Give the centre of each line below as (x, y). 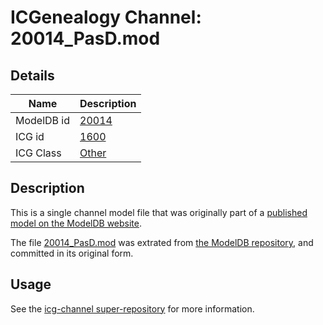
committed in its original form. (72, 253)
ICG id (30, 136)
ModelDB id (43, 120)
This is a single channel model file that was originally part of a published (159, 212)
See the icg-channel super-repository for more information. (132, 308)
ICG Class (38, 153)
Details (32, 75)
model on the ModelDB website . (76, 223)
